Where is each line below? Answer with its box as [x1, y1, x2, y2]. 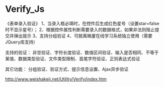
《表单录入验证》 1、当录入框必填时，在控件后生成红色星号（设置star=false [5, 20, 160, 26]
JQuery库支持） [5, 39, 38, 45]
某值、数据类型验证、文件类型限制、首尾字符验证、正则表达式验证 [5, 55, 140, 61]
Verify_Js [5, 3, 45, 15]
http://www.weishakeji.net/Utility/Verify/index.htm [5, 76, 107, 82]
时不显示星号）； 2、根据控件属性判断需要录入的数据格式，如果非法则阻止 [5, 26, 155, 33]
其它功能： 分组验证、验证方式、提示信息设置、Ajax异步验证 [5, 66, 129, 72]
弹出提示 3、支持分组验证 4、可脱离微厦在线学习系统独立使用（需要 [13, 33, 153, 39]
